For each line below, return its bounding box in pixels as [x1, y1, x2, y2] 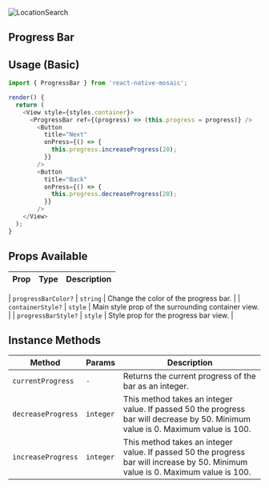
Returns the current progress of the [122, 370, 256, 382]
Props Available [8, 250, 88, 263]
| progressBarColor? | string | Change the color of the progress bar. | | [8, 293, 241, 303]
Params [85, 357, 116, 368]
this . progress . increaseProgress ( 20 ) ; [50, 146, 178, 154]
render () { [8, 94, 45, 102]
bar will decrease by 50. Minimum [122, 414, 251, 425]
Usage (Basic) [8, 58, 80, 71]
